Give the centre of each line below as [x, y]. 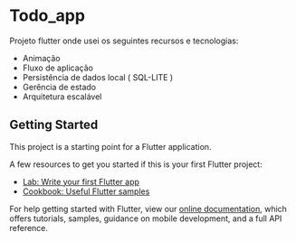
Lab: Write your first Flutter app [81, 181]
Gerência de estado [59, 87]
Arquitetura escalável [62, 97]
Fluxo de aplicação [57, 68]
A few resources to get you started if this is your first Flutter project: [136, 164]
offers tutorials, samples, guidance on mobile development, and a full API [146, 218]
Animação [41, 58]
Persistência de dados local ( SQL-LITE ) [98, 77]
